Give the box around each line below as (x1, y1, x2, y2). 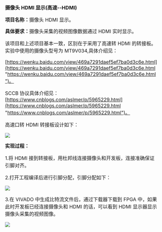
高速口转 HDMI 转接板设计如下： (5, 121, 79, 128)
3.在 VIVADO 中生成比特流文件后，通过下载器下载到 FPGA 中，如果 (5, 196, 157, 203)
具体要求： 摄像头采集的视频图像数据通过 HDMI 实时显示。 (5, 28, 137, 35)
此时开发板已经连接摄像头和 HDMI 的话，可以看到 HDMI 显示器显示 (5, 203, 157, 210)
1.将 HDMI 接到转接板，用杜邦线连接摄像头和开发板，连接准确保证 (5, 155, 155, 162)
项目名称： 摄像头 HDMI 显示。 (5, 17, 74, 23)
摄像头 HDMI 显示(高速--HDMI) (5, 4, 77, 11)
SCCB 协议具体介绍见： (5, 90, 59, 97)
